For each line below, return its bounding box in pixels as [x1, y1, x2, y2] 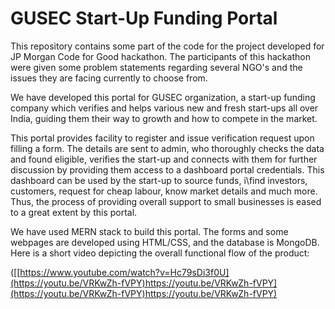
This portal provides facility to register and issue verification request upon [10, 132, 315, 144]
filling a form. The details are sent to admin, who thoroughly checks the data [10, 142, 325, 154]
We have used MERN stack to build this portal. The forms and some [10, 225, 289, 237]
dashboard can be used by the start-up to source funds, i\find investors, [10, 174, 308, 186]
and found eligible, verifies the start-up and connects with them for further [10, 153, 318, 165]
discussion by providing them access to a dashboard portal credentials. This [10, 163, 325, 176]
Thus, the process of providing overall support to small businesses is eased [10, 195, 322, 207]
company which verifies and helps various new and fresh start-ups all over [10, 102, 319, 114]
